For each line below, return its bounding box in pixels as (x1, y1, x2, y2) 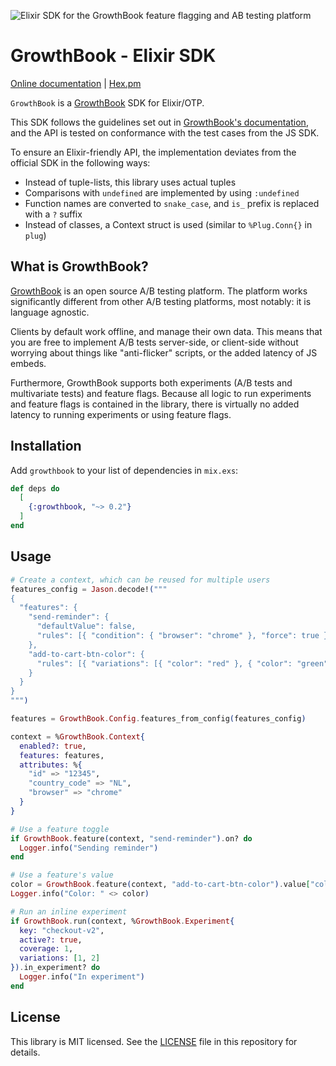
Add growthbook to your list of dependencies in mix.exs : (10, 464, 239, 476)
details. (10, 1046, 41, 1058)
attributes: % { (19, 760, 83, 770)
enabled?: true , (19, 741, 87, 751)
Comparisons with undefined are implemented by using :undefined (24, 186, 300, 199)
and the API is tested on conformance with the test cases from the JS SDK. (10, 126, 320, 139)
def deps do (10, 483, 60, 494)
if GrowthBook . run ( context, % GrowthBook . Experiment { (10, 916, 235, 926)
